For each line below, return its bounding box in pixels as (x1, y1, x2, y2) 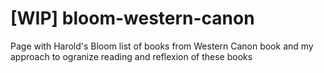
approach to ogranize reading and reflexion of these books (10, 50, 253, 62)
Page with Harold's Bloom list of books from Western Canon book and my (10, 40, 314, 52)
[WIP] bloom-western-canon (10, 7, 255, 30)
